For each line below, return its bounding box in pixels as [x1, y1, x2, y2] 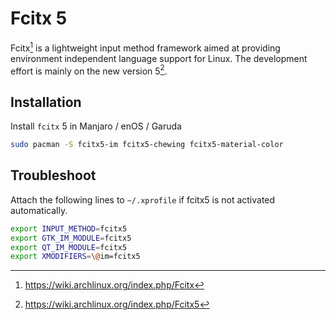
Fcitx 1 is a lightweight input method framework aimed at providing [10, 40, 281, 54]
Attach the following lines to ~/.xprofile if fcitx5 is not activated [10, 193, 276, 206]
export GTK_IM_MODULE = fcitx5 [10, 233, 132, 243]
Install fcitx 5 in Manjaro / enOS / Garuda [10, 120, 182, 132]
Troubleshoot [10, 167, 97, 184]
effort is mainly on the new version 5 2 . [10, 63, 168, 77]
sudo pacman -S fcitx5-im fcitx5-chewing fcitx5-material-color [10, 140, 284, 150]
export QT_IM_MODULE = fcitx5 [10, 242, 128, 252]
